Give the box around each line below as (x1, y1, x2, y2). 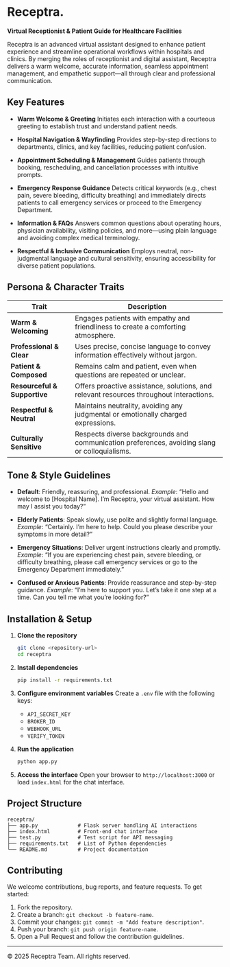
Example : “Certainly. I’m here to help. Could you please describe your (16, 523, 214, 531)
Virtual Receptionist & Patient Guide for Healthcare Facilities (7, 27, 183, 35)
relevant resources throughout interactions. (75, 389, 214, 399)
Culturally (10, 433, 44, 443)
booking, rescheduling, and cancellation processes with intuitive (16, 163, 199, 172)
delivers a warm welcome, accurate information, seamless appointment (7, 62, 209, 70)
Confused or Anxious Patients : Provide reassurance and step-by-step (16, 579, 217, 587)
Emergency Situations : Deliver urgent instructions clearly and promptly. (16, 544, 221, 552)
